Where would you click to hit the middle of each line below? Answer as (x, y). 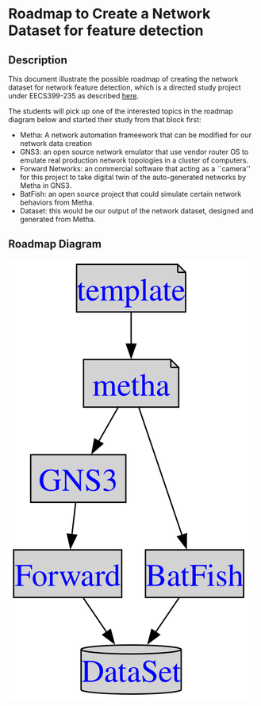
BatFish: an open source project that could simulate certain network (130, 194)
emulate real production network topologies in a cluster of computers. (134, 160)
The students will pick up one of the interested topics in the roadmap (121, 111)
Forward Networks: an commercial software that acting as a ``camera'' (135, 169)
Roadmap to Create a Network (109, 14)
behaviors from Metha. (57, 202)
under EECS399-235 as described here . (73, 96)
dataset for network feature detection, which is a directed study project (125, 87)
